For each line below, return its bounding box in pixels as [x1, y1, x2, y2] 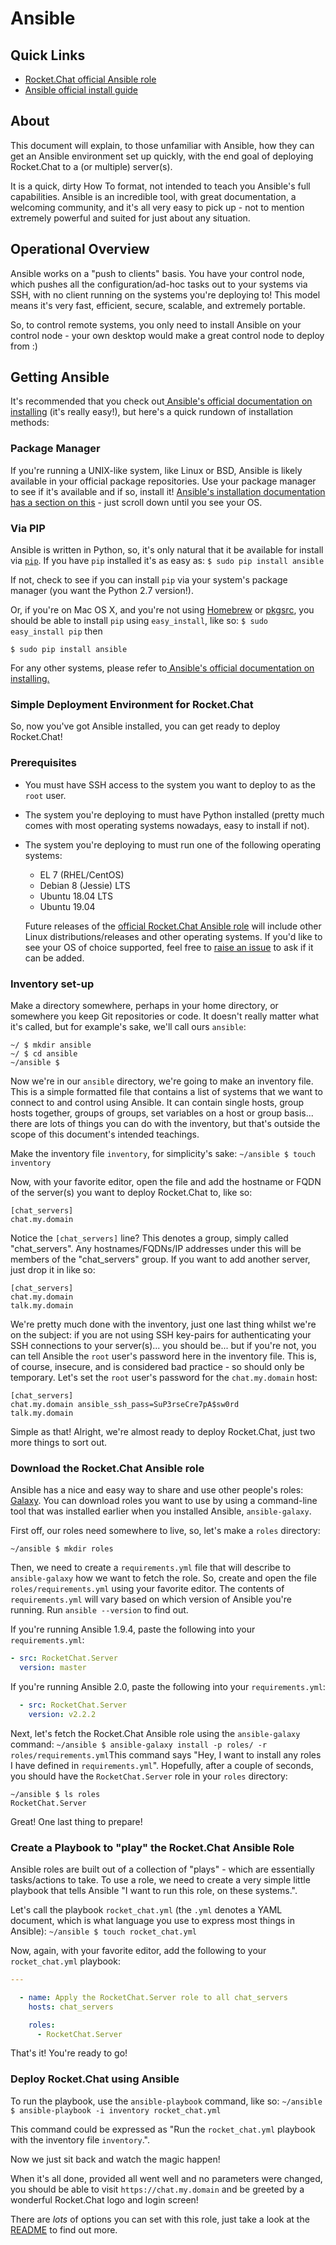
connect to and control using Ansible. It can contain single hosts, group [10, 1096, 305, 1108]
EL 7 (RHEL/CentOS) [39, 868, 125, 881]
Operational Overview [10, 241, 150, 258]
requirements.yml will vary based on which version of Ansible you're [10, 1593, 292, 1606]
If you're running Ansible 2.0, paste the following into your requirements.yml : [10, 1680, 326, 1692]
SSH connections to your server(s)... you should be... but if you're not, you [10, 1339, 317, 1351]
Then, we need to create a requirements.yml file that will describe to [10, 1562, 292, 1574]
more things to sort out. [10, 1436, 108, 1448]
